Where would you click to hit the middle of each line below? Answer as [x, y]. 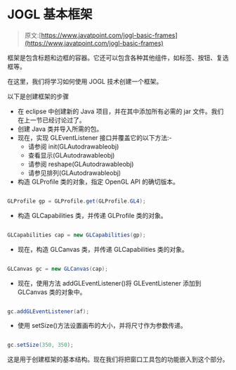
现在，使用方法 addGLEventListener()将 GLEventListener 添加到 [109, 283]
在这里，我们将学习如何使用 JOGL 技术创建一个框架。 [85, 81]
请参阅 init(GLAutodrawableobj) [73, 146]
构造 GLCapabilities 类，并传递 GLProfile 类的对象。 [92, 215]
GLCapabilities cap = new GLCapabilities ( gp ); [77, 235]
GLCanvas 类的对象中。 [52, 292]
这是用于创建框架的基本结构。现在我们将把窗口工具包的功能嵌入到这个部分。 [118, 359]
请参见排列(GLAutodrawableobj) [74, 172]
